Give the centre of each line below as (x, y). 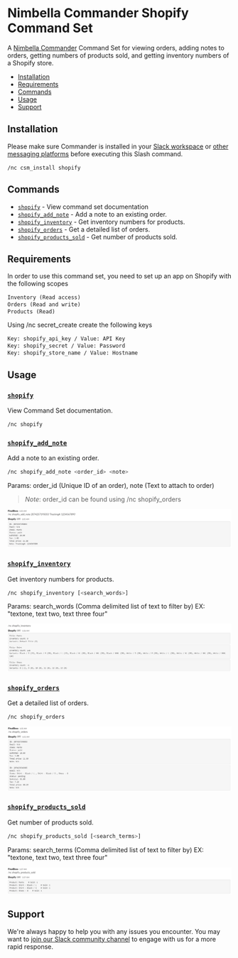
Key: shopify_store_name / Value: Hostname (73, 353)
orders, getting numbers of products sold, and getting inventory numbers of (118, 55)
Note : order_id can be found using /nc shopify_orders (103, 499)
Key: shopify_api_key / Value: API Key (66, 339)
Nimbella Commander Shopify (98, 13)
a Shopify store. (31, 62)
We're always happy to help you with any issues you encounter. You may (114, 931)
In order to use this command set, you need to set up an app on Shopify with (119, 276)
